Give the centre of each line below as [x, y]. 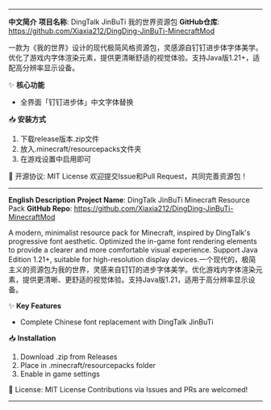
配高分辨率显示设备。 [44, 68]
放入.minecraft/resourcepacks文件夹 [81, 149]
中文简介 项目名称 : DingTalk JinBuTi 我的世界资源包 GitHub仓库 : [114, 22]
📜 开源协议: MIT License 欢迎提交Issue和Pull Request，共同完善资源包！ [128, 176]
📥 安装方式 [27, 119]
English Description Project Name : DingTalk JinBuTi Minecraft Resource [129, 200]
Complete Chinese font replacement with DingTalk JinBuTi [117, 322]
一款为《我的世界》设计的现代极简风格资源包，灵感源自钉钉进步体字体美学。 [135, 48]
